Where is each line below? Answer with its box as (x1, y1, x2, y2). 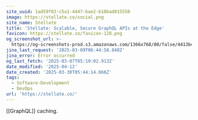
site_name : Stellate (6, 20, 57, 25)
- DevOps (11, 86, 33, 92)
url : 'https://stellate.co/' (6, 91, 78, 97)
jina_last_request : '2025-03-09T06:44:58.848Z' (6, 47, 126, 53)
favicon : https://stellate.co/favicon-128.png (6, 31, 123, 37)
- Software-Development (11, 80, 70, 86)
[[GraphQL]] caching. (6, 107, 58, 114)
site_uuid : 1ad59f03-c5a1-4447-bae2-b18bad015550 (6, 8, 131, 15)
